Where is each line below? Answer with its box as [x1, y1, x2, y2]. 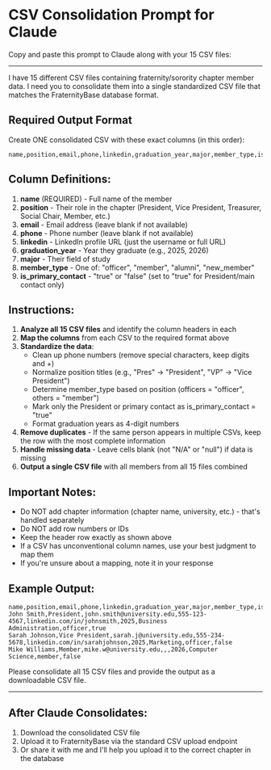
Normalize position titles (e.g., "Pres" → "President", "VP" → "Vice [31, 368, 252, 377]
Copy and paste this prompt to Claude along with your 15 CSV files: [8, 49, 231, 59]
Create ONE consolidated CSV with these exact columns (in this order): [8, 135, 244, 145]
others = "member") [31, 393, 99, 403]
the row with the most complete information [19, 436, 165, 446]
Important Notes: [8, 485, 97, 499]
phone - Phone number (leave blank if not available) [19, 228, 194, 238]
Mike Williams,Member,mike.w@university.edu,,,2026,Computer [8, 646, 219, 654]
